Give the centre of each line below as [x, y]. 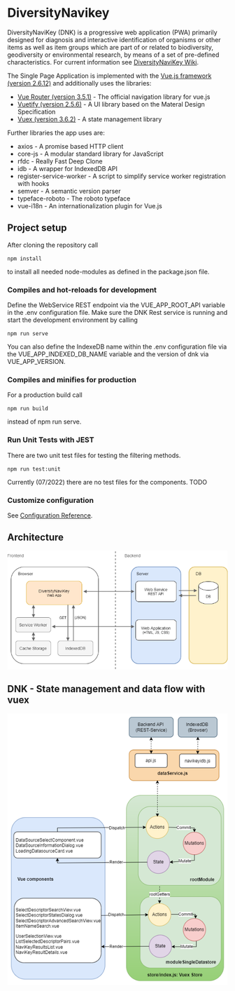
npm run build [28, 409]
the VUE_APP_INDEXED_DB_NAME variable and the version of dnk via [108, 354]
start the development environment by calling [73, 320]
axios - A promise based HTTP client [70, 146]
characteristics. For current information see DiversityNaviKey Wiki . [103, 62]
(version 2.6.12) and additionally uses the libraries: [79, 83]
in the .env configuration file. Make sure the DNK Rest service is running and [117, 313]
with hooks [33, 183]
